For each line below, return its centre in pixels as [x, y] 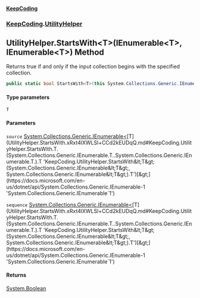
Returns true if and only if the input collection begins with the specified [93, 67]
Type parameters [28, 97]
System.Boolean [26, 288]
